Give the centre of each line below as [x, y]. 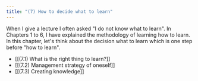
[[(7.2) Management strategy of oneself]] [65, 65]
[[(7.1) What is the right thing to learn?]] [62, 59]
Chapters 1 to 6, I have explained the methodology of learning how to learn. [98, 35]
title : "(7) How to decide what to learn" [59, 12]
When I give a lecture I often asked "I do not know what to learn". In [89, 28]
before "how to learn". [33, 47]
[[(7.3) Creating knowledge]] [49, 71]
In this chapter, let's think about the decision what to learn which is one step [99, 41]
